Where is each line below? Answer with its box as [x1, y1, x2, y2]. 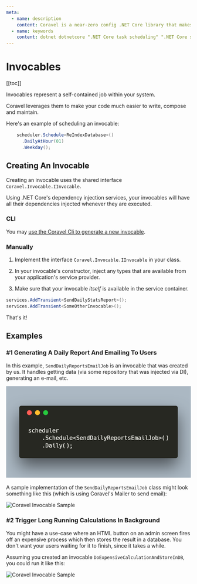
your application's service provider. [14, 274, 100, 281]
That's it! [6, 314, 28, 321]
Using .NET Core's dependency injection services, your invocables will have [6, 194, 190, 201]
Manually [6, 242, 33, 251]
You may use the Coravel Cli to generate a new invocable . [6, 228, 145, 235]
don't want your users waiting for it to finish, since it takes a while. [6, 542, 166, 549]
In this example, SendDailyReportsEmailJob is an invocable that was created [6, 362, 188, 369]
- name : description [11, 15, 62, 22]
